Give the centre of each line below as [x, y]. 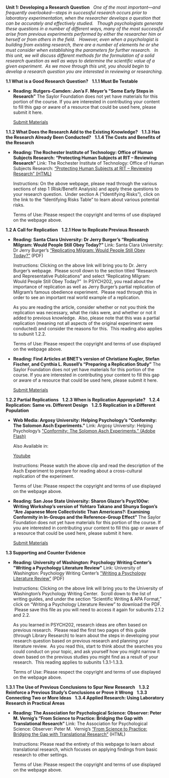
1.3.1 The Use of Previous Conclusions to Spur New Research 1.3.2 [77, 687]
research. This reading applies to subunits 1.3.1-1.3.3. [68, 662]
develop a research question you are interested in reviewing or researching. [84, 72]
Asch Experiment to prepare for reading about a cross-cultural [77, 471]
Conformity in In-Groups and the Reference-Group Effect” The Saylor [87, 517]
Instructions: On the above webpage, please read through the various [85, 184]
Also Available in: [31, 446]
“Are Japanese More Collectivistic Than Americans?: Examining [81, 512]
